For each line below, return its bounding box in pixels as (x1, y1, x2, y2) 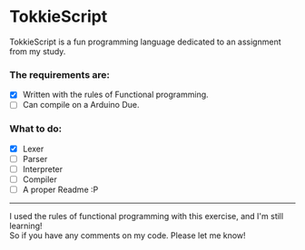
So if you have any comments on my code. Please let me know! (9, 229, 247, 241)
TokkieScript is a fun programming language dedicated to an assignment (9, 36, 281, 47)
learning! (9, 220, 43, 231)
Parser (22, 153, 48, 164)
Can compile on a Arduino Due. (22, 100, 140, 111)
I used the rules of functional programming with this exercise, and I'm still (9, 210, 284, 221)
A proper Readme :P (22, 184, 99, 195)
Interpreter (22, 163, 64, 174)
